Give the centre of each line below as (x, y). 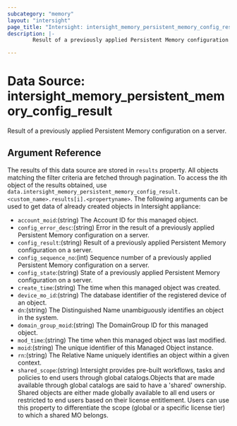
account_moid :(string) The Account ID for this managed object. (108, 220)
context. (30, 362)
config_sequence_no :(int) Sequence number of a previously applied (114, 257)
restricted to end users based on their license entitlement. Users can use (123, 400)
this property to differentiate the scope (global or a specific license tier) (121, 408)
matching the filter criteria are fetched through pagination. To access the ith (117, 177)
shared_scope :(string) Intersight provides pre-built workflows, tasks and (121, 370)
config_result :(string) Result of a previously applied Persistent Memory (122, 242)
